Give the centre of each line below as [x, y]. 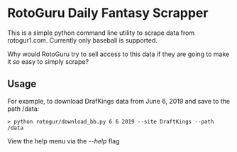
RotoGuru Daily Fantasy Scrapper [108, 13]
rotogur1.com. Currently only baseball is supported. [83, 40]
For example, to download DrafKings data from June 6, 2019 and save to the [119, 101]
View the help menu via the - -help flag [64, 141]
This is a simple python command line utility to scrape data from [101, 33]
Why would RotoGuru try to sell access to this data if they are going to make [118, 54]
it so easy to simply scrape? [48, 61]
